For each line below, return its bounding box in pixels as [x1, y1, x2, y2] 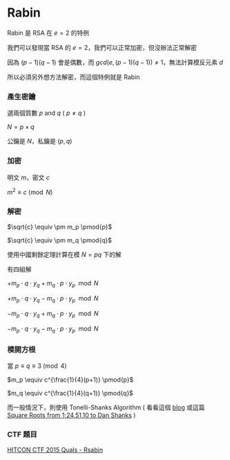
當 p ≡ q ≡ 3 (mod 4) [7, 362, 67, 370]
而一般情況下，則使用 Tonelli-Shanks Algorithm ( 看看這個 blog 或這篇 [7, 403, 205, 412]
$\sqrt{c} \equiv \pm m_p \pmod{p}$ [7, 223, 113, 231]
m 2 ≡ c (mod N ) [7, 187, 53, 197]
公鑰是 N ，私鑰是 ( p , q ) [7, 137, 73, 145]
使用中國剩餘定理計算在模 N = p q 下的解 [7, 251, 122, 259]
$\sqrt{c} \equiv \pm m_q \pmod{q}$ [7, 236, 113, 245]
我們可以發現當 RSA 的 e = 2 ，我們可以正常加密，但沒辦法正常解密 [7, 43, 197, 51]
